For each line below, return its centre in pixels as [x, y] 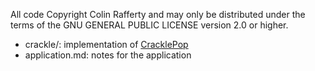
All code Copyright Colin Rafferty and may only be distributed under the [158, 14]
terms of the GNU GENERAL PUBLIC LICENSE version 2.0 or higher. [149, 25]
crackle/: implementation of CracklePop [106, 44]
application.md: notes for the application [108, 55]
